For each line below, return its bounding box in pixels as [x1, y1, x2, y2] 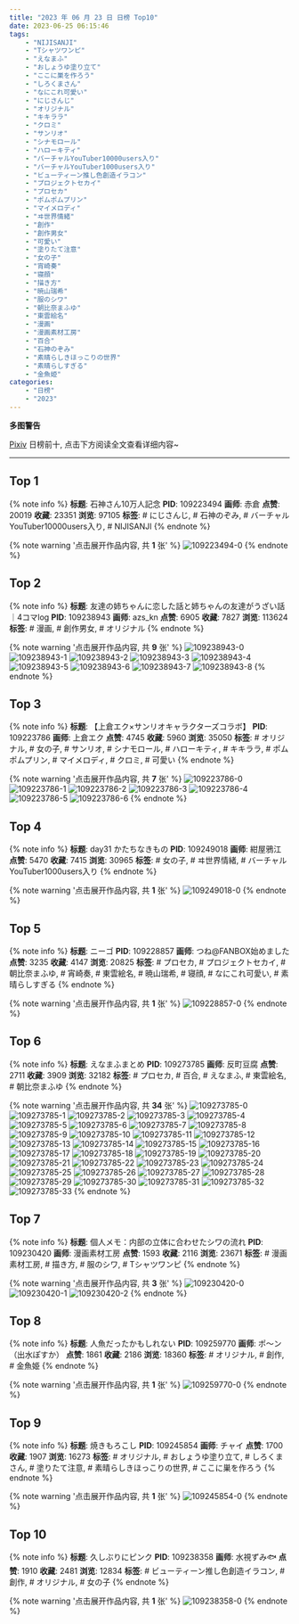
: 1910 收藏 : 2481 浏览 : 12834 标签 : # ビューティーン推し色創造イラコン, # [17, 1566, 286, 1576]
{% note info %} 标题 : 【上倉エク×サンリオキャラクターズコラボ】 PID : [9, 721, 269, 732]
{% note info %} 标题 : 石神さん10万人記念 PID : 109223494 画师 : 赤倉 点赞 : [9, 499, 280, 509]
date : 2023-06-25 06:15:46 [9, 21, 109, 30]
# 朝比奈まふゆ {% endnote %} [9, 1081, 123, 1092]
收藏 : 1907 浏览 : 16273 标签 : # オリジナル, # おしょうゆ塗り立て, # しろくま [9, 1451, 284, 1463]
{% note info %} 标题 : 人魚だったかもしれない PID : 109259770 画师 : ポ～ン [9, 1339, 282, 1349]
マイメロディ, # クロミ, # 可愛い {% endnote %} [59, 754, 235, 765]
